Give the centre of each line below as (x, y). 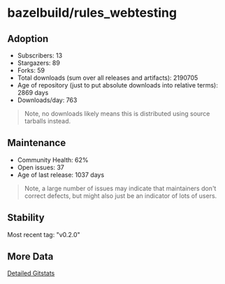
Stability (26, 218)
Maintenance (37, 143)
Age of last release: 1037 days (61, 175)
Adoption (28, 39)
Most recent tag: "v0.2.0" (44, 234)
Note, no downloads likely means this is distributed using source (117, 114)
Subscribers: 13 (40, 55)
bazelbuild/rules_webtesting (92, 13)
